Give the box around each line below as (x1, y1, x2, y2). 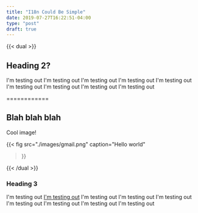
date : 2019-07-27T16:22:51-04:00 (6, 15, 91, 21)
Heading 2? (6, 60, 51, 71)
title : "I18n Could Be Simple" (6, 9, 86, 15)
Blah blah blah (6, 112, 62, 123)
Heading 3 (6, 179, 38, 188)
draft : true (6, 26, 37, 32)
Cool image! (6, 129, 37, 136)
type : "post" (6, 20, 40, 26)
